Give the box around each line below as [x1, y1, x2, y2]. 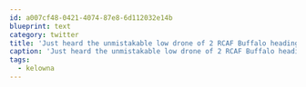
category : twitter [9, 30, 79, 39]
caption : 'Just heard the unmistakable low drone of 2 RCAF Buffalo [9, 47, 275, 56]
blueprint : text [9, 22, 71, 31]
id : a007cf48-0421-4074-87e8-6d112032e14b [9, 13, 173, 23]
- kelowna [17, 64, 55, 73]
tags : [9, 55, 30, 64]
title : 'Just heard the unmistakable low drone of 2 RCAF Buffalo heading [9, 38, 300, 48]
